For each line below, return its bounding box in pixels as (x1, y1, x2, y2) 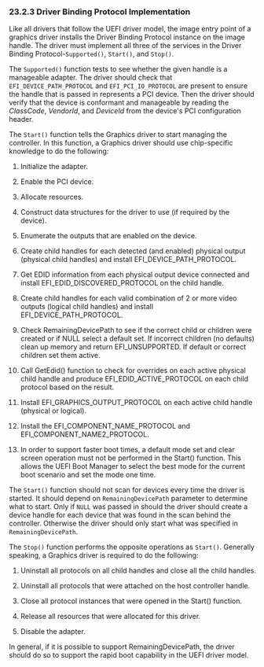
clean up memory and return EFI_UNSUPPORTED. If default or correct (20, 342, 247, 352)
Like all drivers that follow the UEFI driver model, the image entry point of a (9, 24, 251, 34)
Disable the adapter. (20, 627, 86, 636)
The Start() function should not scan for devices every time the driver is (9, 485, 245, 495)
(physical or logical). (20, 406, 87, 415)
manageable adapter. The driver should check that (9, 73, 173, 83)
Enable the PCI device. (20, 177, 94, 186)
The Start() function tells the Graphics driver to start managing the (9, 130, 227, 139)
